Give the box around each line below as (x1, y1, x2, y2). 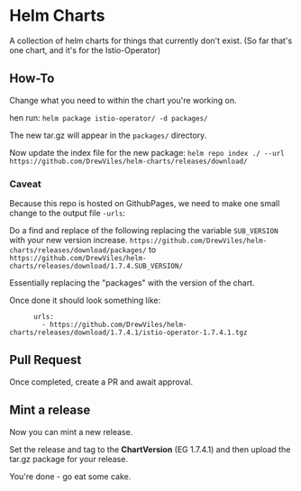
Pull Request (9, 352, 82, 368)
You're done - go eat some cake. (9, 470, 132, 482)
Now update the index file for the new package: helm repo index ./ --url (9, 147, 286, 158)
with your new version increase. (9, 235, 128, 246)
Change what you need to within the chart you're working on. (9, 95, 237, 105)
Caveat (9, 177, 42, 190)
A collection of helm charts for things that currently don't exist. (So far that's (9, 35, 293, 46)
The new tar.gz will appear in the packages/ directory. (9, 130, 207, 141)
